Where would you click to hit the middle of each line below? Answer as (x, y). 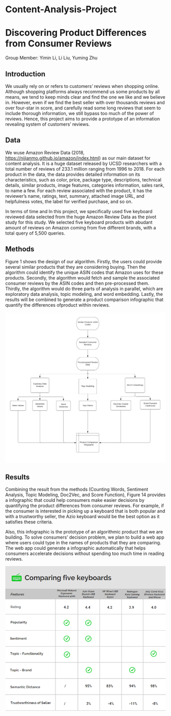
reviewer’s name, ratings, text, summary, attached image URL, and (75, 196)
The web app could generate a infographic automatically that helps (76, 548)
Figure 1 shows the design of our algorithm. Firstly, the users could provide (83, 261)
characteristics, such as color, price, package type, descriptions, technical (83, 179)
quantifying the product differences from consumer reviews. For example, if (85, 506)
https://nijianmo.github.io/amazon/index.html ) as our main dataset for (78, 158)
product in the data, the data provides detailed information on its (73, 174)
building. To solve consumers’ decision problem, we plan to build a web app (85, 537)
